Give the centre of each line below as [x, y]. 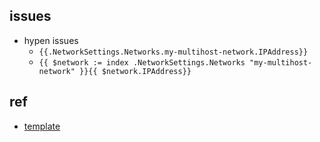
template [42, 126]
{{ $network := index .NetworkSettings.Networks [142, 62]
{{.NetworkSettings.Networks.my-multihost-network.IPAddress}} [173, 52]
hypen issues [51, 40]
